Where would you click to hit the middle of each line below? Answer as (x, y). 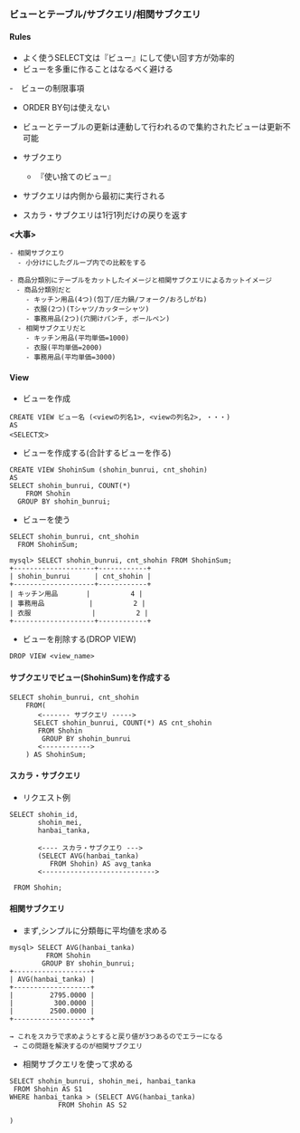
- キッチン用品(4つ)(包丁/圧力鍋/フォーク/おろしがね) (117, 300)
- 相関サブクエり (37, 254)
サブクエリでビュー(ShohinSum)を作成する (90, 677)
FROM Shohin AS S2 (92, 1105)
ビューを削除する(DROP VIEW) (80, 639)
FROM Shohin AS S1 (48, 1089)
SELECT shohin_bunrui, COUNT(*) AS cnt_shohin (122, 723)
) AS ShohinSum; (56, 754)
